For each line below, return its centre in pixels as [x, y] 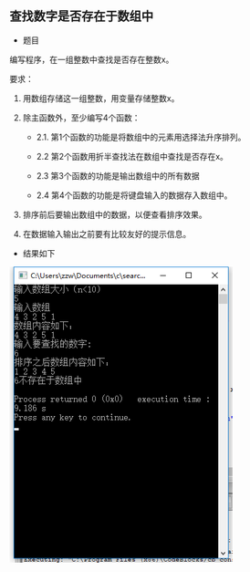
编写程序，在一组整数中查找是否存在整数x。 [92, 59]
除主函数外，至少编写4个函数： [81, 118]
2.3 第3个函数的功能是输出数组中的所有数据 [118, 175]
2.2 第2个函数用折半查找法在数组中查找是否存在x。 [132, 156]
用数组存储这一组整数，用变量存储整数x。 [101, 98]
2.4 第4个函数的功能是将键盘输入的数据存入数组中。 [134, 195]
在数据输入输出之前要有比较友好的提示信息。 [107, 234]
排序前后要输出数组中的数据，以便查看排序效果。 [115, 214]
